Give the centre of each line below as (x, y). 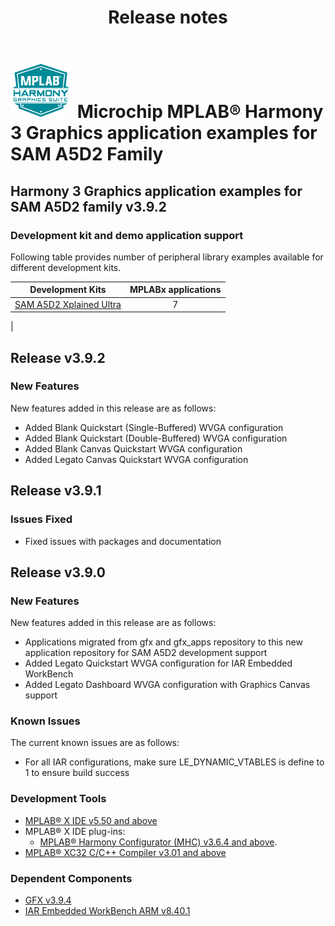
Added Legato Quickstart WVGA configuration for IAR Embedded (158, 663)
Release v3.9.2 (58, 357)
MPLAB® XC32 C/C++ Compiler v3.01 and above (125, 852)
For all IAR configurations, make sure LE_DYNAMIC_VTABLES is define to (174, 762)
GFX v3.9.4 (48, 900)
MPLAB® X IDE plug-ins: (75, 831)
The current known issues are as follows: (95, 743)
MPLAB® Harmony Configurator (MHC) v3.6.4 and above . (158, 842)
